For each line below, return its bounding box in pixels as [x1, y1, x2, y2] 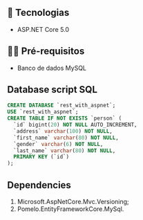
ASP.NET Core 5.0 [17, 25, 70, 33]
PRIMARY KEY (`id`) [13, 154, 70, 161]
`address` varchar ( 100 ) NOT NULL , [13, 127, 113, 135]
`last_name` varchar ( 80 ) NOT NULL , [13, 147, 116, 154]
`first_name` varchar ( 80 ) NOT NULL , [13, 134, 119, 141]
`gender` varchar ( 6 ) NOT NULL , [13, 140, 104, 147]
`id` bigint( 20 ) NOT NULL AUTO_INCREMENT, [13, 122, 137, 129]
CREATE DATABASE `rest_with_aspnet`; [7, 102, 116, 109]
